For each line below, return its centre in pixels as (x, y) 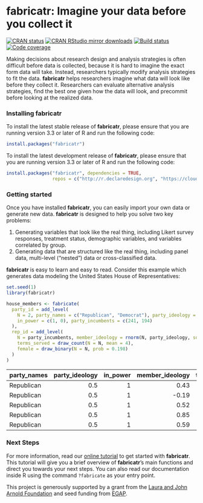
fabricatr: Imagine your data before (96, 11)
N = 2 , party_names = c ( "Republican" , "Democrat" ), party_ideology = (107, 315)
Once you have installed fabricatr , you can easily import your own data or (98, 208)
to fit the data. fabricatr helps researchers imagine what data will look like (98, 78)
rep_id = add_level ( (37, 332)
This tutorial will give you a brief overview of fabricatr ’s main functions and (100, 462)
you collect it (39, 24)
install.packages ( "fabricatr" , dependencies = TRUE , (74, 173)
